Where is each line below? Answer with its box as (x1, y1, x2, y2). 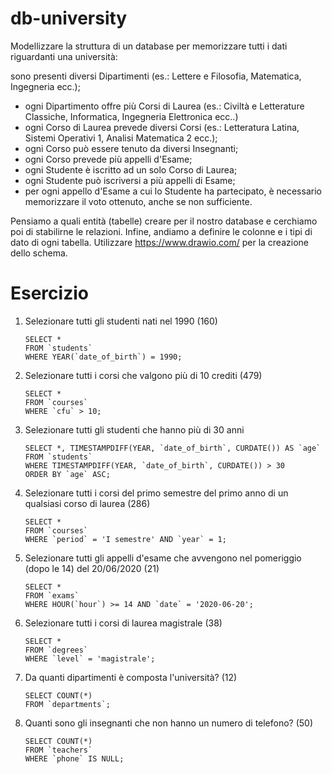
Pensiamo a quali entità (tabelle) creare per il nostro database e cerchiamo (10, 215, 318, 227)
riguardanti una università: (10, 50, 118, 62)
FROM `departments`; (24, 699, 111, 709)
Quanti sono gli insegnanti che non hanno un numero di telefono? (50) (24, 717, 314, 729)
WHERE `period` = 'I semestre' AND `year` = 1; (24, 534, 227, 544)
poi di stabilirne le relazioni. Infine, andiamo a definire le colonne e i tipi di (10, 225, 313, 237)
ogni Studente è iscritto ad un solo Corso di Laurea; (24, 163, 238, 176)
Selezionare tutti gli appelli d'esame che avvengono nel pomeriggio (24, 552, 302, 564)
